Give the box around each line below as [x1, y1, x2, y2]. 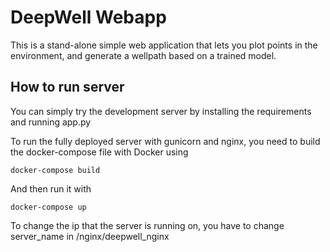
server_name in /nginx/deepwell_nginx [10, 230, 170, 242]
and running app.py [10, 116, 92, 128]
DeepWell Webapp [10, 6, 167, 29]
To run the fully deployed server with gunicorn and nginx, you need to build [10, 135, 321, 147]
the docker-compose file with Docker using [10, 146, 189, 158]
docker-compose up [10, 202, 87, 212]
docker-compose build [10, 165, 101, 175]
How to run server [10, 79, 125, 96]
